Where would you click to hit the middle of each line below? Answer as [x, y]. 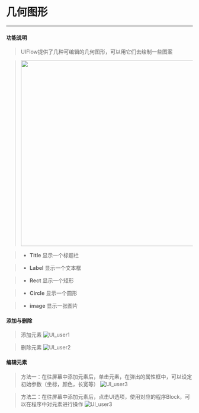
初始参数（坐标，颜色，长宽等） [60, 384]
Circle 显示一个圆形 [53, 293]
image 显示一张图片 [54, 306]
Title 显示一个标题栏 [54, 256]
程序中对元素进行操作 [57, 404]
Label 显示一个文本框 [55, 268]
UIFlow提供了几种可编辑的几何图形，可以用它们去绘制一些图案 [97, 52]
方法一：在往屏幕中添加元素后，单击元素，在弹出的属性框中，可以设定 [106, 376]
